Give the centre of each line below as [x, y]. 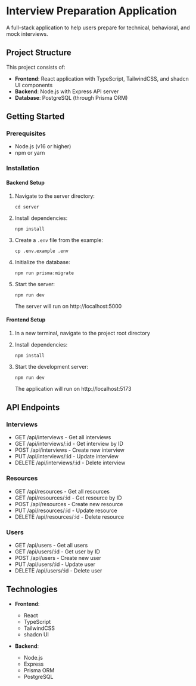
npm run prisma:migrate [44, 273]
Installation [23, 169]
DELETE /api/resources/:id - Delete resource [69, 517]
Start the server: [35, 284]
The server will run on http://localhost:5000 [68, 306]
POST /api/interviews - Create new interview [70, 450]
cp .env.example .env [41, 251]
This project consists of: [36, 67]
